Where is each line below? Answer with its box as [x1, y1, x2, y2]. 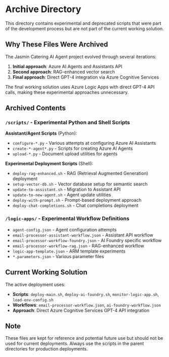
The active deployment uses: [5, 281, 66, 287]
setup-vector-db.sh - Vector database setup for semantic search [12, 181, 148, 187]
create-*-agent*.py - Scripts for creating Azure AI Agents [12, 145, 133, 152]
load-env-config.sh [12, 297, 54, 303]
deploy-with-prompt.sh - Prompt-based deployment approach [12, 197, 142, 203]
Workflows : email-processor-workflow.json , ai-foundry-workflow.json [12, 302, 161, 308]
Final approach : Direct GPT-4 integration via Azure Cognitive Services [12, 74, 159, 80]
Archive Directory [5, 4, 82, 15]
